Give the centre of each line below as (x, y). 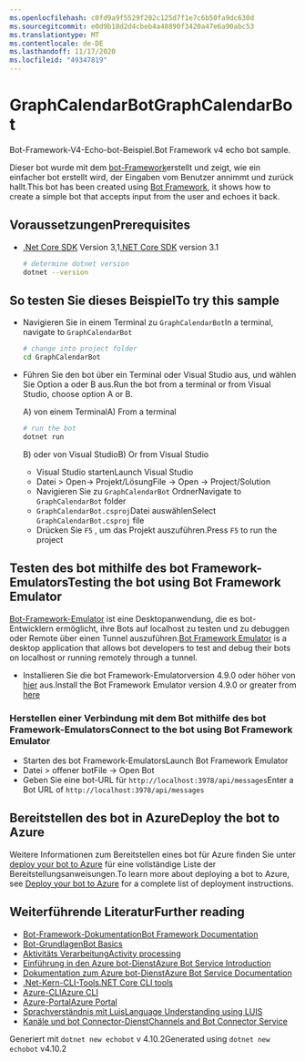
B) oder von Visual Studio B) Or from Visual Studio (116, 454)
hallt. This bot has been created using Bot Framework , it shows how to (140, 187)
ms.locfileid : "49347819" (58, 60)
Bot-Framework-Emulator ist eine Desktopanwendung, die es (124, 618)
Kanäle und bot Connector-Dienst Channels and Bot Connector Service (155, 1021)
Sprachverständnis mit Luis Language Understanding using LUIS (142, 1011)
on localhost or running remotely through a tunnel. (104, 658)
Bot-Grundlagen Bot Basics (72, 944)
